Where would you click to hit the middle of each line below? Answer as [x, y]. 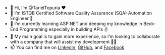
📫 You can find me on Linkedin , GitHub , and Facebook [67, 47]
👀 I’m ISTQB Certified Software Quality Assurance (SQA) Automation [81, 13]
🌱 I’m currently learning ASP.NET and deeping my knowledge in [76, 23]
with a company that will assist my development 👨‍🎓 [63, 42]
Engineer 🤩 [21, 18]
